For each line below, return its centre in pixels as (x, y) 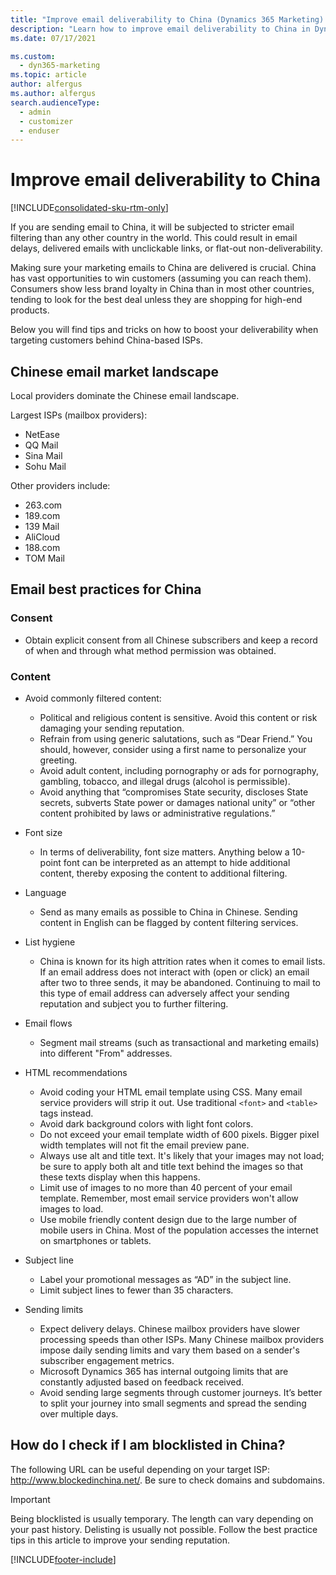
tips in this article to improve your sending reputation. (120, 1540)
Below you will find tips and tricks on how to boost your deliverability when (164, 330)
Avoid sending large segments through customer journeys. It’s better (181, 1392)
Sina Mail (43, 455)
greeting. (58, 760)
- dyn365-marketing (60, 66)
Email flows (48, 1023)
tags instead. (66, 1113)
